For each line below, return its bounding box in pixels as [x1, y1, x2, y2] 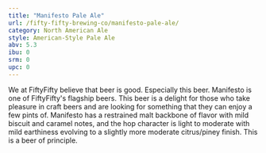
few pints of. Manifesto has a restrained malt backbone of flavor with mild [8, 110, 249, 120]
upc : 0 [8, 63, 30, 71]
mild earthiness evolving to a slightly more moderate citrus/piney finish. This [8, 127, 258, 136]
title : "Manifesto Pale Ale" [8, 11, 105, 20]
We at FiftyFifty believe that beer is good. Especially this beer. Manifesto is [8, 85, 253, 94]
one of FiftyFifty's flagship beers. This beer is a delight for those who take [8, 93, 250, 103]
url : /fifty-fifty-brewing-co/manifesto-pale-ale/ [8, 19, 179, 27]
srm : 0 [8, 56, 30, 64]
